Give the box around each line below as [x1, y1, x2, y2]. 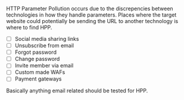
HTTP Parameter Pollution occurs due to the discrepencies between [6, 5, 174, 12]
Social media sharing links [14, 36, 79, 42]
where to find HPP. [6, 24, 52, 31]
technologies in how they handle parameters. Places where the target [6, 11, 177, 18]
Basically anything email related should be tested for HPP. [6, 87, 148, 94]
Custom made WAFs [14, 69, 66, 76]
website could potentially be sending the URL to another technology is [6, 18, 179, 24]
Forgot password [14, 49, 57, 56]
